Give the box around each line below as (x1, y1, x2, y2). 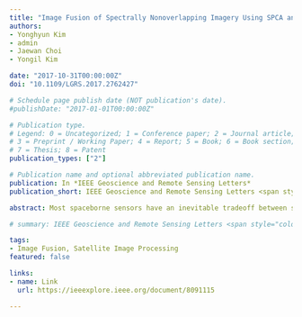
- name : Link (9, 276, 58, 286)
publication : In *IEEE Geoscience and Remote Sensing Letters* (9, 178, 252, 187)
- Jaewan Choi (9, 47, 63, 56)
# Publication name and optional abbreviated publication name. (9, 170, 255, 179)
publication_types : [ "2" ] (9, 154, 106, 163)
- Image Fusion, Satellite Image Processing (9, 244, 179, 253)
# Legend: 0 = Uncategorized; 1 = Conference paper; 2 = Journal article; (9, 129, 296, 138)
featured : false (9, 253, 70, 262)
